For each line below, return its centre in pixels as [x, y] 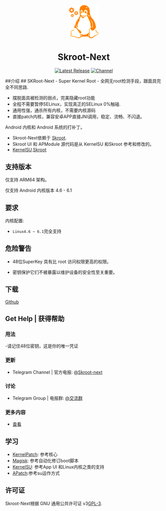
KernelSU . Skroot [29, 150]
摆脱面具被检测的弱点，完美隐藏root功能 [54, 98]
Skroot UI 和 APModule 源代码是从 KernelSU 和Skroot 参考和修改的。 [83, 144]
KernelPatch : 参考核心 [35, 454]
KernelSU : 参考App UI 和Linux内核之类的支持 [58, 466]
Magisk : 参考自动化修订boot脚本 [45, 460]
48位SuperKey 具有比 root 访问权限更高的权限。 [62, 261]
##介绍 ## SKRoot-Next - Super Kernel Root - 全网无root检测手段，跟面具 [81, 81]
